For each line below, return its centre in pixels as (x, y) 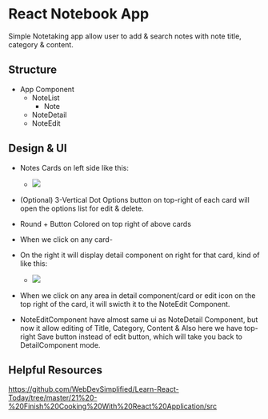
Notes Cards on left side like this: (74, 167)
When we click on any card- (66, 239)
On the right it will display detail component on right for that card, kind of (140, 255)
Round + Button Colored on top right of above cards (106, 224)
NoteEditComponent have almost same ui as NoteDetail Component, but (139, 319)
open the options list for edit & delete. (82, 208)
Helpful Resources (55, 370)
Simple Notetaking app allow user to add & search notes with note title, (125, 36)
